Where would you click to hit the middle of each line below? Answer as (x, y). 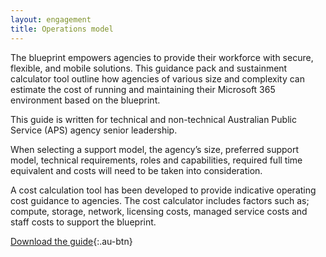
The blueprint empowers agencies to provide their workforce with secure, (162, 57)
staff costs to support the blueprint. (83, 222)
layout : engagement (51, 19)
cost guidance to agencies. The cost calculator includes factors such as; (160, 200)
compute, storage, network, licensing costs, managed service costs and (159, 211)
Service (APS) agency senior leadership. (94, 130)
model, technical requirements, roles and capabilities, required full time (156, 160)
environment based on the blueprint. (85, 100)
